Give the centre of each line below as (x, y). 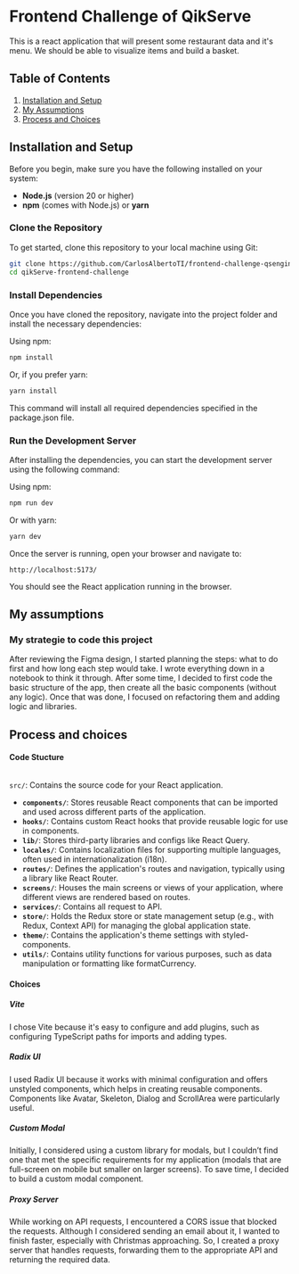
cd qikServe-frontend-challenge (69, 272)
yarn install (33, 391)
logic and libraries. (43, 707)
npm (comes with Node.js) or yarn (85, 205)
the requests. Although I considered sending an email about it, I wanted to (145, 1231)
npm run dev (31, 503)
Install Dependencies (56, 294)
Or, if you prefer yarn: (49, 374)
